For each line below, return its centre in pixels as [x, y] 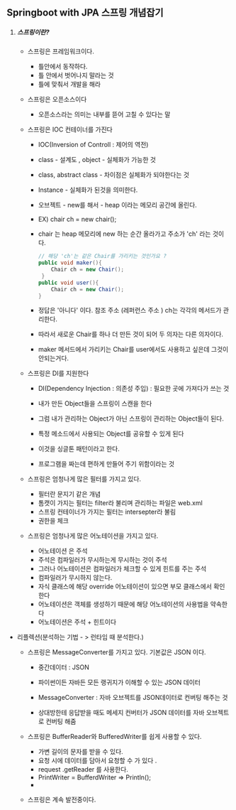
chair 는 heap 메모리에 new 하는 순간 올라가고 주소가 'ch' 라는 [124, 234]
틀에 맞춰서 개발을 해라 [69, 85]
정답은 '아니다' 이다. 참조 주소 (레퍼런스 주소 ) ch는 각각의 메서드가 [130, 310]
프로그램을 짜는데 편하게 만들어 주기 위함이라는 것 [106, 464]
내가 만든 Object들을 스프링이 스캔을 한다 [95, 404]
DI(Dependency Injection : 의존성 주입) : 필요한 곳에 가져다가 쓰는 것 [134, 389]
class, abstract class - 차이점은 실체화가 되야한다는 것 [113, 175]
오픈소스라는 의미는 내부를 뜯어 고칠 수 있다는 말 [104, 114]
